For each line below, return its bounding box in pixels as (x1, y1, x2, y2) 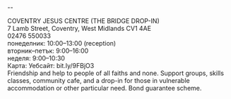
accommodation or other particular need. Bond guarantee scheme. (7, 84, 202, 92)
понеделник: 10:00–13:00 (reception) (7, 39, 117, 47)
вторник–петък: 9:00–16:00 (7, 46, 89, 55)
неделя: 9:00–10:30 (7, 54, 66, 62)
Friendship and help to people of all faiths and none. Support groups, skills (7, 69, 225, 77)
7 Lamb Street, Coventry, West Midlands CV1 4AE (7, 25, 152, 32)
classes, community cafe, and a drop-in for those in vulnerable (7, 77, 190, 84)
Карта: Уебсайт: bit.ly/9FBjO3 (7, 62, 95, 70)
